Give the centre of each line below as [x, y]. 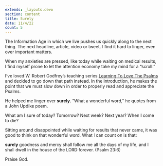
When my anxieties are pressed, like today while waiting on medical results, [81, 61]
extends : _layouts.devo [29, 9]
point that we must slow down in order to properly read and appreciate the [80, 86]
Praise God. [17, 159]
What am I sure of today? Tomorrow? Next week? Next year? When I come [80, 115]
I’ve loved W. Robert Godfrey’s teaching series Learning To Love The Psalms [81, 76]
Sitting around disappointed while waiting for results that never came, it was [81, 130]
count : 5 [14, 28]
